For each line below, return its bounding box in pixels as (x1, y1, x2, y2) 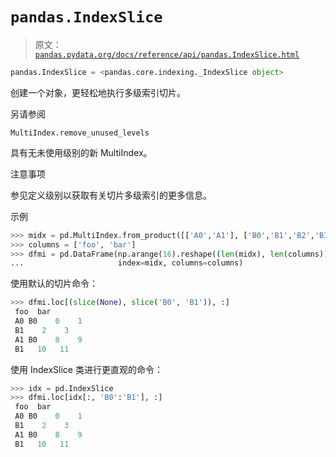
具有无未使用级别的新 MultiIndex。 (10, 146, 153, 158)
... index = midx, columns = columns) (10, 258, 244, 268)
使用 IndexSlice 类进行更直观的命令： (10, 363, 163, 375)
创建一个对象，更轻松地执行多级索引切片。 (10, 86, 186, 98)
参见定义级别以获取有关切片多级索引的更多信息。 (10, 189, 212, 201)
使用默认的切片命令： (10, 278, 98, 290)
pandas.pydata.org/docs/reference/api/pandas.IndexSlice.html (34, 49, 300, 60)
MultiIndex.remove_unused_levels (10, 128, 150, 138)
